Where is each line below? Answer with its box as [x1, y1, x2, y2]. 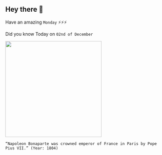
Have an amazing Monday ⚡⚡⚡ [5, 19, 67, 25]
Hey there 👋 [5, 5, 44, 14]
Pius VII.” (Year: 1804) [5, 145, 58, 151]
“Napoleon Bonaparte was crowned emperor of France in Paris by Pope [5, 141, 157, 146]
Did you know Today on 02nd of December [5, 31, 93, 37]
